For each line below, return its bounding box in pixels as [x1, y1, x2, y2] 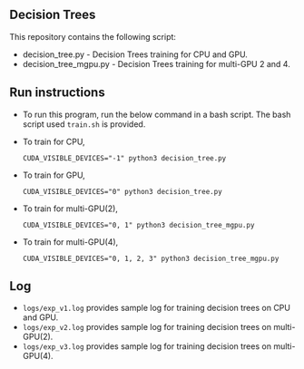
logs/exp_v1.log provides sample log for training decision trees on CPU [22, 303, 290, 314]
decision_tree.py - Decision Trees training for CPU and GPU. [22, 49, 248, 60]
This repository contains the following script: [9, 31, 177, 42]
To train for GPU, [22, 170, 86, 180]
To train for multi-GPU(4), [22, 236, 119, 248]
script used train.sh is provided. [22, 118, 146, 130]
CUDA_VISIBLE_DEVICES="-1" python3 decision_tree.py [22, 153, 227, 162]
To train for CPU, [22, 136, 85, 147]
